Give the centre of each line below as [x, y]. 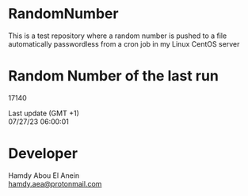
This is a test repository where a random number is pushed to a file [118, 36]
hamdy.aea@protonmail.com [55, 183]
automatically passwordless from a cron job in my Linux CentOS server [124, 43]
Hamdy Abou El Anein [44, 175]
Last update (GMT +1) [44, 113]
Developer [43, 154]
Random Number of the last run [114, 76]
